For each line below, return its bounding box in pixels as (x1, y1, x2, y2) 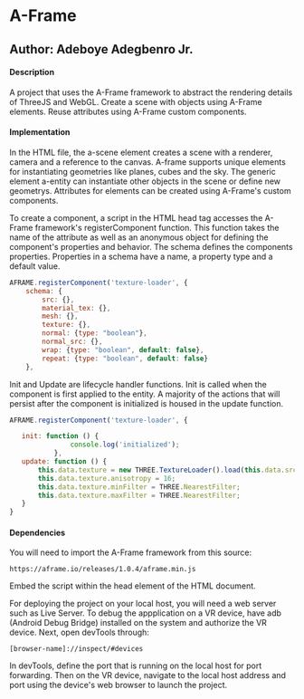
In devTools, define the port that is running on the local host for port (9, 660, 262, 671)
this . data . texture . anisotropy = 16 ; (37, 474, 176, 483)
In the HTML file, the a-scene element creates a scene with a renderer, (9, 147, 273, 158)
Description (9, 67, 55, 78)
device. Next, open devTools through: (9, 627, 149, 638)
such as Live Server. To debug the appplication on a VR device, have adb (9, 608, 282, 618)
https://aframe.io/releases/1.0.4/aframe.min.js (9, 565, 196, 574)
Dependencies (9, 527, 66, 538)
